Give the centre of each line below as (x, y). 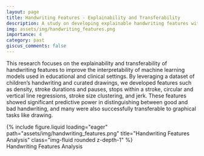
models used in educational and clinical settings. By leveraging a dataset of (100, 76)
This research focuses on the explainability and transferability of (87, 63)
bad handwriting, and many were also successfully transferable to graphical (101, 108)
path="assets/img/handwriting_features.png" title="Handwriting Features (98, 133)
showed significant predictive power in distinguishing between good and (97, 102)
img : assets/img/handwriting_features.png (61, 29)
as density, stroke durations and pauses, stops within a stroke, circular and (100, 89)
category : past (25, 40)
